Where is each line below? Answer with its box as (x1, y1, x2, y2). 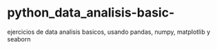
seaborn (7, 35, 31, 43)
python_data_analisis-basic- (7, 5, 175, 21)
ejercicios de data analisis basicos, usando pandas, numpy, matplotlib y (7, 28, 211, 36)
